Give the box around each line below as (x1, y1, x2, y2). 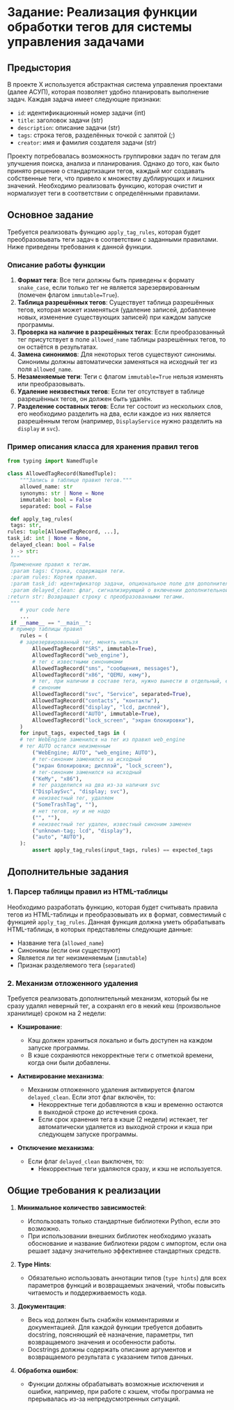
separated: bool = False (19, 502, 92, 510)
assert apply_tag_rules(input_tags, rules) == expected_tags (32, 847, 214, 854)
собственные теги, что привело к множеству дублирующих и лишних (7, 174, 215, 182)
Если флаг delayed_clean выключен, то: (27, 1157, 144, 1165)
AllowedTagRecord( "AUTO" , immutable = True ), (32, 710, 160, 717)
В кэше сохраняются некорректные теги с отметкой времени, (27, 1051, 214, 1059)
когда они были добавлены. (27, 1059, 111, 1067)
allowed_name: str (19, 484, 73, 490)
